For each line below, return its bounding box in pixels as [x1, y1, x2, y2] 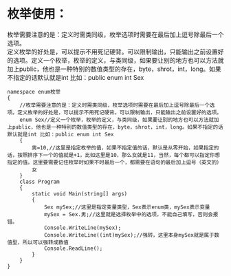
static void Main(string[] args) [32, 190, 128, 197]
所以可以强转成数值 [22, 239, 69, 246]
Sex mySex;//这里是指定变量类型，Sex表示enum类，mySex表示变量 [43, 204, 210, 211]
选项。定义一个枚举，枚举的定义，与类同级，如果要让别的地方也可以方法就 [12, 56, 224, 64]
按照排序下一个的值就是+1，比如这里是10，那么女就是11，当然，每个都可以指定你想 [16, 151, 220, 158]
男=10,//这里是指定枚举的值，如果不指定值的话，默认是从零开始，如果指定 [32, 144, 214, 151]
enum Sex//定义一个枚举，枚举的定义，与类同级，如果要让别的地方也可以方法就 [19, 116, 214, 123]
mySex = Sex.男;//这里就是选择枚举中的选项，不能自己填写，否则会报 [43, 211, 219, 217]
